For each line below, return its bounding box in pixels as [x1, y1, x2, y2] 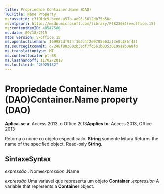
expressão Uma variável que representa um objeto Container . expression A [5, 178, 159, 184]
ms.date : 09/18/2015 [5, 30, 48, 35]
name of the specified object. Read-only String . [5, 141, 103, 147]
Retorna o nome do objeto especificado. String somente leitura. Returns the [5, 136, 159, 142]
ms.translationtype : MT [5, 48, 54, 53]
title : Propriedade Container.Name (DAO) [5, 7, 92, 12]
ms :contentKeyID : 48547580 [5, 26, 61, 31]
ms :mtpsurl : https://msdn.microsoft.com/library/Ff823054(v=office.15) [5, 21, 156, 26]
